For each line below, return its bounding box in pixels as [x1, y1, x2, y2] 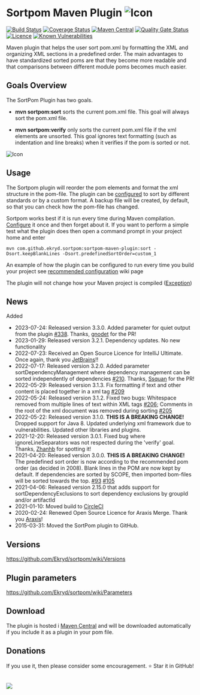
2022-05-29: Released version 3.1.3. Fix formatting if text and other [14, 381, 181, 389]
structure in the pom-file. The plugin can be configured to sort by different [6, 190, 190, 198]
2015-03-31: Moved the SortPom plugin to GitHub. [14, 522, 139, 529]
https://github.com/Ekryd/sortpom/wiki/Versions [6, 556, 126, 563]
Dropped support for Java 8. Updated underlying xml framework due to [14, 420, 192, 427]
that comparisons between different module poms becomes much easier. [6, 63, 187, 70]
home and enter [6, 234, 46, 241]
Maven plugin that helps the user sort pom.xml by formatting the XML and [6, 44, 189, 51]
